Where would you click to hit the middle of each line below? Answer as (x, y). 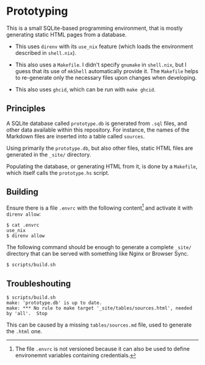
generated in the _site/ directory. (49, 154)
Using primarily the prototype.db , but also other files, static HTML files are (100, 148)
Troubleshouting (39, 284)
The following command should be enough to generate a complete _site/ (99, 247)
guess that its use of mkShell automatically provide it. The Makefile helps (107, 71)
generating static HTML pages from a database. (67, 34)
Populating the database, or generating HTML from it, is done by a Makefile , (102, 166)
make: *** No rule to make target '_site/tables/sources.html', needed (99, 308)
